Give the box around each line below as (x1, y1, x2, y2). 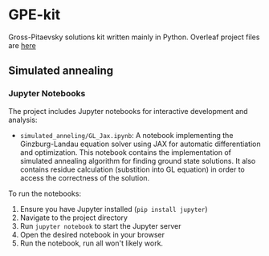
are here (8, 40, 36, 50)
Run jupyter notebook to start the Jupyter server (19, 221, 181, 230)
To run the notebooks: (8, 189, 82, 198)
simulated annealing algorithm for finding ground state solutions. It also (19, 156, 256, 165)
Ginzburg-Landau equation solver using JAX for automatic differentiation (19, 139, 261, 148)
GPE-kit (8, 6, 61, 24)
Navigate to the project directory (19, 213, 128, 222)
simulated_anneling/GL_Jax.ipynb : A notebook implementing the (19, 130, 234, 140)
